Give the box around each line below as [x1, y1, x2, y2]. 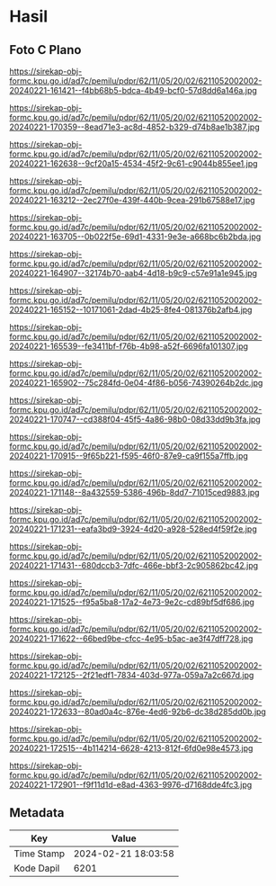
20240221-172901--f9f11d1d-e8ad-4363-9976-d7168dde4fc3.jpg [9, 780, 253, 790]
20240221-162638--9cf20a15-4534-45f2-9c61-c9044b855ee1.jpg [9, 158, 258, 168]
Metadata [9, 805, 65, 820]
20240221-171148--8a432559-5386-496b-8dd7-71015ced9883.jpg [9, 488, 260, 497]
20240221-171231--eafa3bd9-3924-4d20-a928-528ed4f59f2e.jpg [9, 524, 258, 534]
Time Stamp [13, 847, 66, 860]
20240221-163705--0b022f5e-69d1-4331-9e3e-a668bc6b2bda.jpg [9, 231, 262, 242]
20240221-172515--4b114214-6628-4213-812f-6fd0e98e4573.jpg [9, 743, 254, 753]
